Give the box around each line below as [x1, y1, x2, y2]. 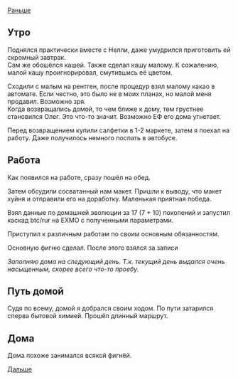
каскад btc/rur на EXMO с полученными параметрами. [7, 216, 174, 224]
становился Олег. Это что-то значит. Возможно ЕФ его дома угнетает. [7, 112, 222, 120]
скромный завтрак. [7, 53, 66, 61]
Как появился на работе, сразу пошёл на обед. [7, 173, 151, 181]
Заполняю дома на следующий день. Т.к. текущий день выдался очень [7, 257, 225, 265]
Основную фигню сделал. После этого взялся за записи [7, 243, 179, 252]
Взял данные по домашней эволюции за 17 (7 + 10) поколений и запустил [7, 208, 231, 216]
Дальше [7, 365, 32, 374]
